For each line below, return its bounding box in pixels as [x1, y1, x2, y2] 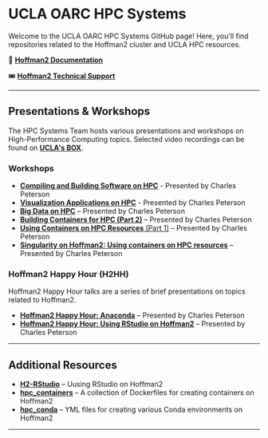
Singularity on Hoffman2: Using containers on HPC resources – [19, 240, 234, 250]
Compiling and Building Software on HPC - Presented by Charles [19, 181, 237, 191]
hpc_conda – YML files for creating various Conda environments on [19, 404, 243, 415]
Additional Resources [8, 358, 117, 372]
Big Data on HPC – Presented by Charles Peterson [19, 207, 186, 216]
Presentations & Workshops [8, 105, 151, 118]
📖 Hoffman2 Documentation [8, 55, 104, 65]
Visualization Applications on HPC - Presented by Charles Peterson [19, 198, 246, 207]
